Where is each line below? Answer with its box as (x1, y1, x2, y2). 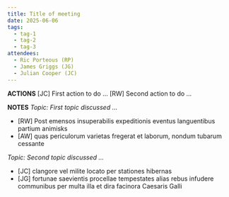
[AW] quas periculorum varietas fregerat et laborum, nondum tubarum (17, 132, 223, 140)
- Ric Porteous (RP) (13, 57, 74, 64)
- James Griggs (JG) (13, 63, 74, 70)
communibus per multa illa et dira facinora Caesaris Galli (17, 181, 182, 190)
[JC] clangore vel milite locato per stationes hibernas (17, 167, 172, 175)
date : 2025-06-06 (7, 17, 59, 24)
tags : (7, 23, 23, 30)
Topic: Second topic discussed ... (7, 153, 105, 162)
